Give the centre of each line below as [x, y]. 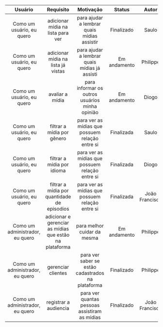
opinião [90, 112]
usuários [90, 100]
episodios [58, 209]
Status [122, 9]
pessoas [90, 305]
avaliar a [58, 94]
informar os [90, 88]
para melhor [90, 226]
